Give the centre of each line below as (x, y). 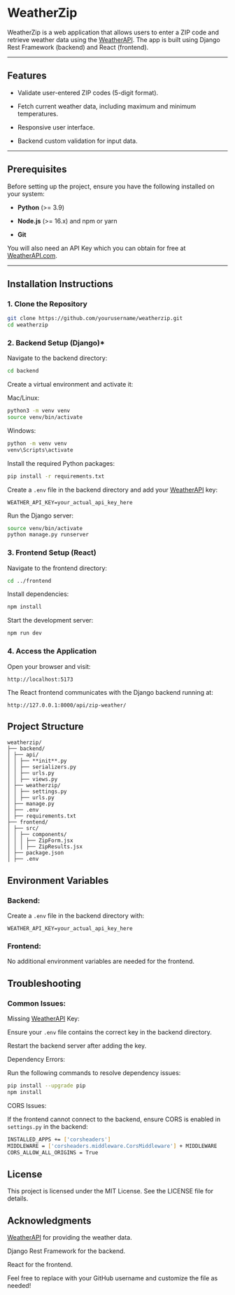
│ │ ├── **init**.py (37, 761)
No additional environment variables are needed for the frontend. (101, 962)
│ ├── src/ (23, 829)
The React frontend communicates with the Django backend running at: (110, 692)
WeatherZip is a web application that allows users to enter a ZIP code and (113, 32)
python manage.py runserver (48, 535)
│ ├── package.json (36, 853)
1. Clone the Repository (47, 304)
